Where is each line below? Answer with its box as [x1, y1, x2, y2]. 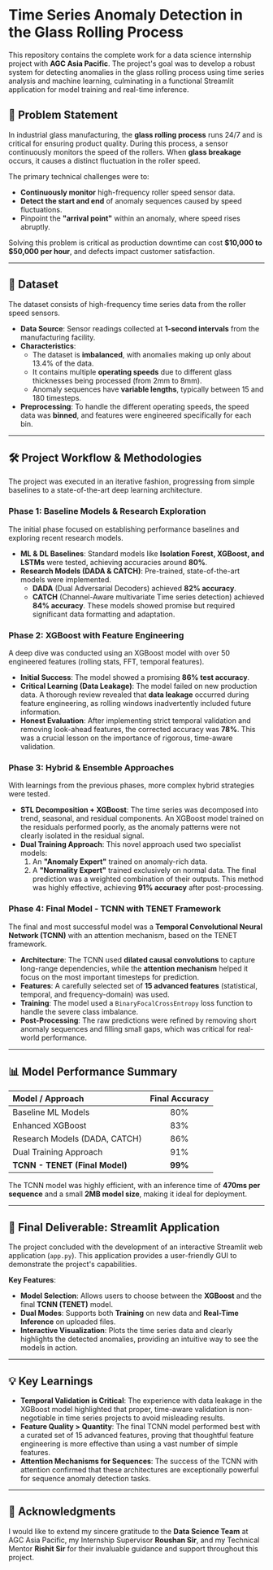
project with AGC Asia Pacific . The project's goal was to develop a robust [8, 59, 256, 68]
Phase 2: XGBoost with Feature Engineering [8, 629, 184, 641]
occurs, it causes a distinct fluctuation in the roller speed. [8, 156, 201, 165]
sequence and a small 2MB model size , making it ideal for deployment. [8, 1189, 248, 1199]
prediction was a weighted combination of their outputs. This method [32, 874, 264, 884]
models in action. [19, 1343, 79, 1353]
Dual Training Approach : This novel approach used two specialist [19, 840, 241, 849]
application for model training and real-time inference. [8, 84, 189, 94]
